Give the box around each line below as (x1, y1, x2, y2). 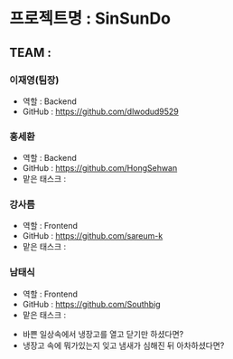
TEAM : (9, 44, 52, 60)
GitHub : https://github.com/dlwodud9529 (22, 106, 179, 117)
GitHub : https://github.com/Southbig (22, 298, 161, 309)
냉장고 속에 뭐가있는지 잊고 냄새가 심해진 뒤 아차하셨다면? (22, 340, 225, 351)
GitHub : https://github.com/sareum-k (22, 231, 163, 241)
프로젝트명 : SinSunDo (9, 8, 172, 29)
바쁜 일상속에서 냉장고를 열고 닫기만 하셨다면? (22, 328, 184, 339)
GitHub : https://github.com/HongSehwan (22, 163, 178, 174)
